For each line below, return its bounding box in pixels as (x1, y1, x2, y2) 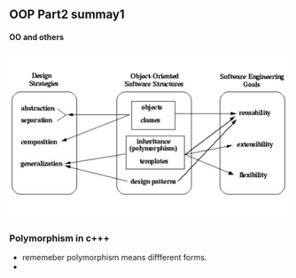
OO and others (9, 31, 65, 42)
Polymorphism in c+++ (9, 232, 111, 244)
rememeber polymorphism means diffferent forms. (21, 251, 207, 262)
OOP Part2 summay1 (9, 7, 126, 22)
